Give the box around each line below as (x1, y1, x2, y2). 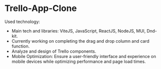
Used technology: (4, 19, 40, 24)
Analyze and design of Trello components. (11, 48, 97, 54)
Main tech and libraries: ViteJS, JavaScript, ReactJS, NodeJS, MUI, (11, 28, 146, 34)
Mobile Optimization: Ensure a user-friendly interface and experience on (11, 53, 156, 59)
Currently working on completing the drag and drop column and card (11, 38, 150, 44)
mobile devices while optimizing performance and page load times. (11, 58, 146, 64)
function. (11, 43, 30, 49)
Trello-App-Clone (4, 3, 77, 14)
